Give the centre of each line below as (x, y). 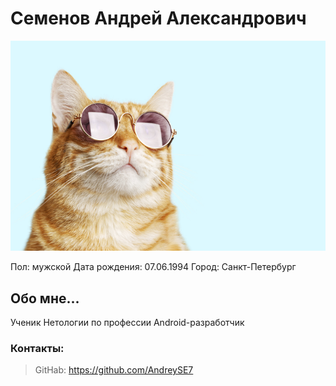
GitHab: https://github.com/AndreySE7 (114, 370)
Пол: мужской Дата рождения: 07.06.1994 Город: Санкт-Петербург (153, 267)
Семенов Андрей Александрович (158, 18)
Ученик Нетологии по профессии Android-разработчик (127, 322)
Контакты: (37, 348)
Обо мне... (45, 298)
